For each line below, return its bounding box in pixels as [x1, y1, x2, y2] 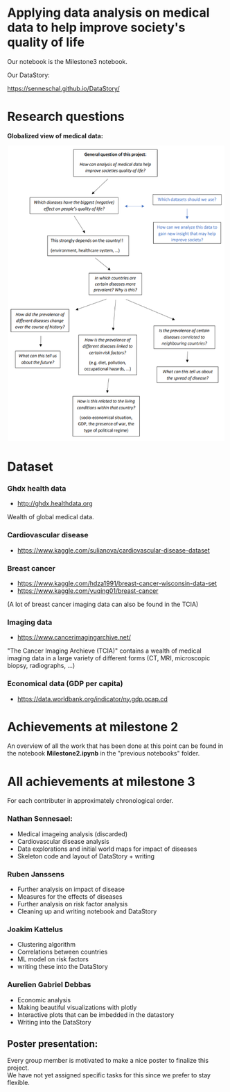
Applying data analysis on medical [7, 5, 210, 21]
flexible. [7, 1079, 30, 1087]
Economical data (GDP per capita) [7, 679, 123, 689]
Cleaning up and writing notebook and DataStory [17, 907, 157, 915]
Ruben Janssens [7, 869, 64, 879]
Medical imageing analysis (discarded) [17, 829, 128, 838]
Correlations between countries [17, 947, 108, 956]
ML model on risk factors [17, 955, 89, 963]
